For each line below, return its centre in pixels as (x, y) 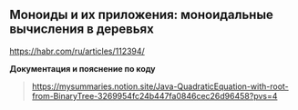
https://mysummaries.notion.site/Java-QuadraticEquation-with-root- (160, 86)
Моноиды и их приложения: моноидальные (141, 15)
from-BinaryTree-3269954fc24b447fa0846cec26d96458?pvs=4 (154, 95)
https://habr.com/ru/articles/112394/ (77, 51)
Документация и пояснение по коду (83, 68)
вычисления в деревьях (82, 30)
